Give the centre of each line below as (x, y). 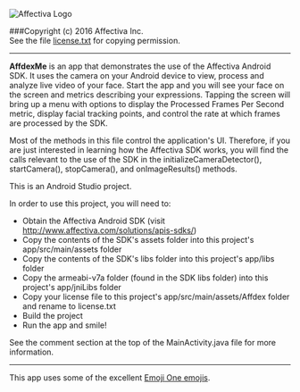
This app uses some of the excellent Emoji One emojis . (110, 378)
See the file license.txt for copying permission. (95, 41)
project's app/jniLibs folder (72, 287)
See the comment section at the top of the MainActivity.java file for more (143, 342)
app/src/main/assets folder (72, 249)
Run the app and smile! (64, 325)
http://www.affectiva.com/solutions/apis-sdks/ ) (109, 230)
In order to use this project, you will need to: (90, 204)
